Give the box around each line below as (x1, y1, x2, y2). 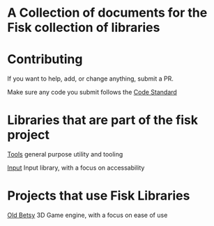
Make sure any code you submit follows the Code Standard (7, 88, 178, 97)
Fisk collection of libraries (7, 19, 160, 35)
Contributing (7, 51, 83, 67)
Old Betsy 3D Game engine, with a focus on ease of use (7, 211, 168, 219)
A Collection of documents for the (7, 5, 208, 21)
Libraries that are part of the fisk (7, 113, 199, 128)
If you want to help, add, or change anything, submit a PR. (7, 74, 174, 83)
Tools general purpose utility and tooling (7, 150, 123, 159)
